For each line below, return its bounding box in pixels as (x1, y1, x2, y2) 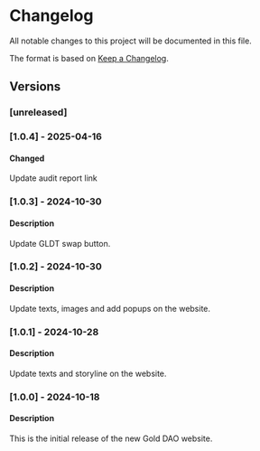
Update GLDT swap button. (9, 238, 111, 249)
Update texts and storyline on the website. (9, 368, 167, 379)
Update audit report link (9, 173, 97, 183)
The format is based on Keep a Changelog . (9, 52, 169, 63)
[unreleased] (9, 106, 68, 118)
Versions (9, 79, 61, 95)
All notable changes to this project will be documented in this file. (9, 35, 253, 46)
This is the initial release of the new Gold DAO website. (9, 433, 213, 444)
